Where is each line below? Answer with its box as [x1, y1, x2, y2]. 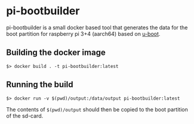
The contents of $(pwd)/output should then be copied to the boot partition [6, 106, 188, 113]
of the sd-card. [6, 112, 44, 119]
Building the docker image [6, 48, 106, 58]
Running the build [6, 79, 73, 90]
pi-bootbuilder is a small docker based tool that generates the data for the [6, 24, 188, 31]
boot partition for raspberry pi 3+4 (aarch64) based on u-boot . [6, 30, 161, 37]
